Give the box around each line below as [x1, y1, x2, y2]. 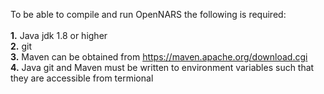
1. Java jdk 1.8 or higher [10, 30, 108, 41]
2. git [10, 40, 32, 52]
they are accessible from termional [10, 72, 154, 84]
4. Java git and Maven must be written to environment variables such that [10, 62, 315, 73]
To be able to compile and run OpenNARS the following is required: [10, 9, 287, 20]
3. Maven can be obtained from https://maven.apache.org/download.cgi [10, 51, 308, 63]
